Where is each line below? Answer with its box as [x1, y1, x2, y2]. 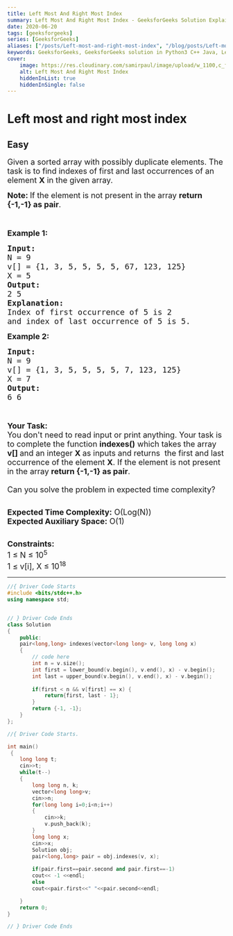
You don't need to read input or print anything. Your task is [7, 430, 223, 440]
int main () [7, 743, 39, 750]
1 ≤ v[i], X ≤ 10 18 [7, 560, 67, 571]
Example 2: [7, 331, 50, 342]
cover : [7, 56, 26, 62]
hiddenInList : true [19, 74, 76, 82]
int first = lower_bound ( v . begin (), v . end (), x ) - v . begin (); [32, 666, 216, 674]
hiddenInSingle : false [19, 81, 85, 88]
